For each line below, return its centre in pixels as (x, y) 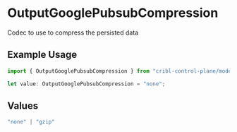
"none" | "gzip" (31, 122)
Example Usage (42, 55)
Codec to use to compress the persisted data (73, 32)
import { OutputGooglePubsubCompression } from (79, 71)
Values (23, 106)
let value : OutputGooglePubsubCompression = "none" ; (86, 84)
